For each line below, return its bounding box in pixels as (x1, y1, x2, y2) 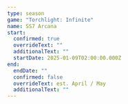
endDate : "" (13, 67, 48, 74)
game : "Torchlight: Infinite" (7, 16, 94, 23)
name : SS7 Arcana (7, 23, 57, 29)
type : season (7, 10, 45, 17)
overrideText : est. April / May (13, 80, 107, 87)
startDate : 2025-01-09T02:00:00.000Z (13, 55, 122, 62)
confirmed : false (13, 73, 63, 81)
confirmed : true (13, 36, 60, 42)
